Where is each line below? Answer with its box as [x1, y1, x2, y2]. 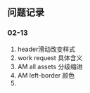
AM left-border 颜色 [17, 71, 75, 79]
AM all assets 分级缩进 [17, 62, 83, 71]
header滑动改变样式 [17, 45, 76, 53]
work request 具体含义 [17, 53, 83, 62]
